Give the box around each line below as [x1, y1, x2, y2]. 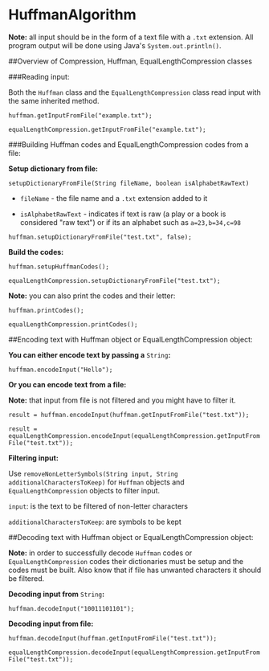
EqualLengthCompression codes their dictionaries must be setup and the [8, 556, 243, 566]
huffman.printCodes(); [8, 306, 84, 314]
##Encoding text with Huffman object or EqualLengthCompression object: [8, 334, 253, 344]
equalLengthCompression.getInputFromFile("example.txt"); [8, 125, 206, 133]
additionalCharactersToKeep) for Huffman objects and [8, 477, 185, 487]
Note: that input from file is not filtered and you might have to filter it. [8, 395, 237, 405]
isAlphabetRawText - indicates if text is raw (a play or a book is [19, 209, 226, 219]
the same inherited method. [8, 96, 100, 105]
